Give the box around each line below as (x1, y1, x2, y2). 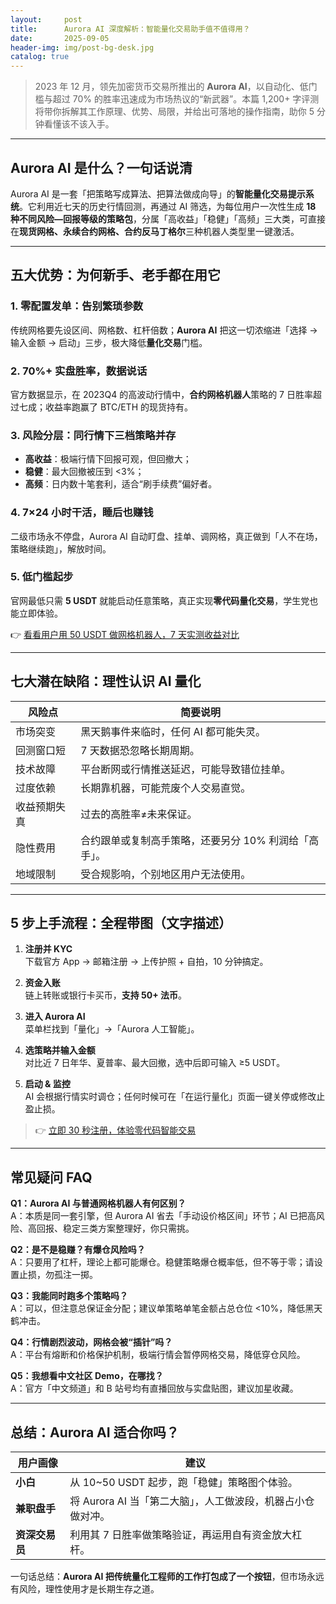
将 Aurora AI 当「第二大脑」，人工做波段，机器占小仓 (69, 1494, 315, 1508)
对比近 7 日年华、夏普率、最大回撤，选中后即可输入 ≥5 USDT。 (24, 1057, 286, 1069)
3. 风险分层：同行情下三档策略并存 (10, 428, 177, 442)
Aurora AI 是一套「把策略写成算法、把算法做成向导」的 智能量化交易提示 (10, 187, 306, 200)
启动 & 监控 (24, 1078, 71, 1090)
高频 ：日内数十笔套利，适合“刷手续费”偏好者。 (24, 478, 218, 490)
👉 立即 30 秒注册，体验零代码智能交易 (34, 1124, 197, 1136)
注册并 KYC (24, 943, 73, 955)
